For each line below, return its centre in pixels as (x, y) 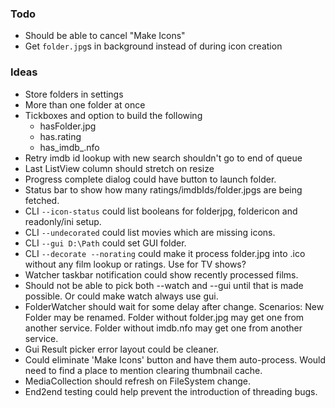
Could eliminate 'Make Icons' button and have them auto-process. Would (175, 359)
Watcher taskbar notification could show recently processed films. (161, 274)
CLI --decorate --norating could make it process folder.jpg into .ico (165, 253)
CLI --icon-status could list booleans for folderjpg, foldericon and (161, 211)
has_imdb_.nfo (69, 147)
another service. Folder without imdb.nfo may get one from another (163, 328)
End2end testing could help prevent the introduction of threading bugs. (171, 391)
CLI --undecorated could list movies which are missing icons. (150, 232)
